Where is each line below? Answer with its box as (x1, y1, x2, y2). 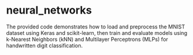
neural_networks (6, 4, 92, 17)
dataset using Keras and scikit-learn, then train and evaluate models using (6, 29, 188, 36)
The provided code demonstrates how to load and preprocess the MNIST (6, 23, 185, 30)
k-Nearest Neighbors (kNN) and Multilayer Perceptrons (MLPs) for (6, 35, 168, 43)
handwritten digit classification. (6, 42, 83, 49)
